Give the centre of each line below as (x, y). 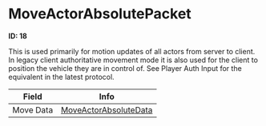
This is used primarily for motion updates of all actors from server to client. (132, 51)
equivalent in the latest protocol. (61, 77)
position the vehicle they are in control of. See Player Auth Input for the (125, 68)
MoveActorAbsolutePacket (100, 14)
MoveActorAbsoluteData (107, 110)
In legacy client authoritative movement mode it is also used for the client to (133, 60)
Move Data (33, 110)
